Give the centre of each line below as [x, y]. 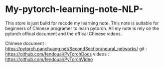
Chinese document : [26, 43]
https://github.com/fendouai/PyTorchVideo [49, 59]
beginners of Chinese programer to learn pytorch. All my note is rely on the [82, 28]
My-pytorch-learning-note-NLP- [74, 9]
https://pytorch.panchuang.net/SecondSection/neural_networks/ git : [76, 48]
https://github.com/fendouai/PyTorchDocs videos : [57, 54]
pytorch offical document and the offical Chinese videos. [64, 33]
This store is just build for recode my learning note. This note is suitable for [82, 23]
